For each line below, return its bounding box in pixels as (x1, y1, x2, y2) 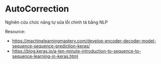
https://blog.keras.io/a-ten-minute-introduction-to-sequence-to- (12, 48, 141, 54)
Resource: (5, 28, 26, 34)
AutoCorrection (5, 3, 69, 14)
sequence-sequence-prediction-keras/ (12, 43, 90, 49)
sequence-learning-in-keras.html (12, 53, 78, 59)
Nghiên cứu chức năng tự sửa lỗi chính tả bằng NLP (5, 19, 108, 25)
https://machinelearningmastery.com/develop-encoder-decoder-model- (12, 38, 156, 44)
